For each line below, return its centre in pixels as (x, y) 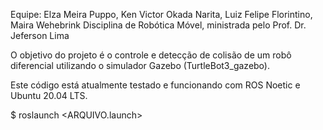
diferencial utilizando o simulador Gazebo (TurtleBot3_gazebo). (140, 65)
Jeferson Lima (40, 35)
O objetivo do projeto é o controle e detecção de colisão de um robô (151, 55)
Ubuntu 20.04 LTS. (49, 95)
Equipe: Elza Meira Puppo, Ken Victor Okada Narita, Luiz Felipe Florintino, (161, 14)
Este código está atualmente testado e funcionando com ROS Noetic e (155, 85)
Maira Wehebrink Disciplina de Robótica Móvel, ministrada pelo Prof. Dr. (158, 25)
